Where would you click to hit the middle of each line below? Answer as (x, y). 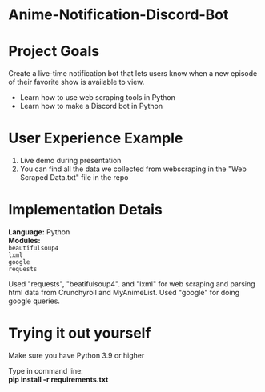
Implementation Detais (85, 210)
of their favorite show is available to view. (76, 82)
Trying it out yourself (80, 333)
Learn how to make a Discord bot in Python (91, 106)
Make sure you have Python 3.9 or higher (76, 355)
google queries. (34, 301)
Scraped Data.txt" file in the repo (74, 178)
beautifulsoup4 (34, 248)
